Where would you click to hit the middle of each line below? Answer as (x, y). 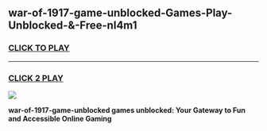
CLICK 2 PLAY (36, 78)
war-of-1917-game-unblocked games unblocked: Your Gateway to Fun (127, 110)
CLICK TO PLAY (39, 48)
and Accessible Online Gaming (60, 118)
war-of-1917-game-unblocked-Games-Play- (120, 13)
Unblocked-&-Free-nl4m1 (73, 26)
